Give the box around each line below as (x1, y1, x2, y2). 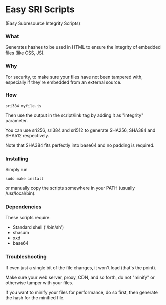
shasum (12, 230, 29, 236)
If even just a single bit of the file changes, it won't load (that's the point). (5, 264, 157, 271)
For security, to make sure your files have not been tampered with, (5, 74, 143, 80)
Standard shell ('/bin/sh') (12, 224, 64, 230)
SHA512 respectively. (5, 132, 49, 138)
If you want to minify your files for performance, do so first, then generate (5, 289, 158, 295)
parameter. (5, 117, 28, 123)
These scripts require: (5, 215, 51, 221)
